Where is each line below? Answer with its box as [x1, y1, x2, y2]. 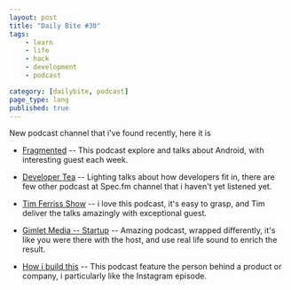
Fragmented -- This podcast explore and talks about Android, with [21, 145, 264, 156]
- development [25, 63, 77, 72]
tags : [9, 29, 29, 38]
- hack [25, 54, 50, 63]
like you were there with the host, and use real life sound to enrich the [21, 235, 278, 246]
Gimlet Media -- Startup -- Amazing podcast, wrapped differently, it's [21, 225, 276, 236]
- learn [25, 37, 53, 47]
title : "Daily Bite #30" [9, 21, 101, 30]
